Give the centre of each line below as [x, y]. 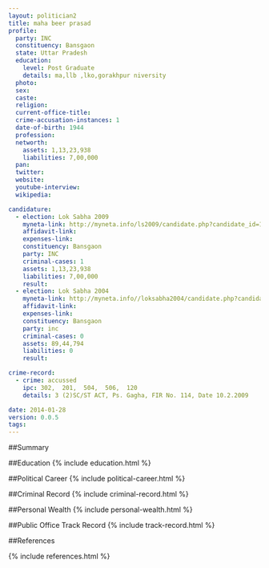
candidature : [30, 209]
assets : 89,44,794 [53, 343]
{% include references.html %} [59, 556]
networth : [32, 142]
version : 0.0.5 [34, 417]
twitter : [30, 172]
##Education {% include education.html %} [80, 463]
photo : [26, 83]
